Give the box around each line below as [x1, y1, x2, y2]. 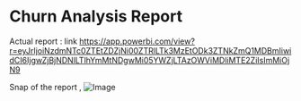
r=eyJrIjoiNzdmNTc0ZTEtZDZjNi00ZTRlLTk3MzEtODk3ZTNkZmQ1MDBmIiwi [9, 45, 292, 55]
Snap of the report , [9, 81, 83, 92]
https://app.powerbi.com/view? [79, 36, 196, 46]
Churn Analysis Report [9, 6, 182, 27]
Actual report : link [9, 36, 78, 46]
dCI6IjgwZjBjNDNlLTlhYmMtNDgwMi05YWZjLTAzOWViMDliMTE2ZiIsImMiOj [9, 55, 290, 65]
